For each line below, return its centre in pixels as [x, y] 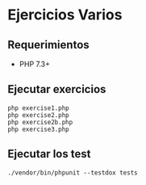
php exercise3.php [38, 129]
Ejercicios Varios [65, 15]
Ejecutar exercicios [57, 89]
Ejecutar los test [49, 154]
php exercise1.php [38, 108]
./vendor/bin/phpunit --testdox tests [73, 172]
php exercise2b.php [40, 122]
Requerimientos [48, 45]
